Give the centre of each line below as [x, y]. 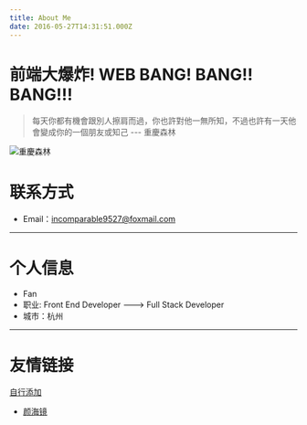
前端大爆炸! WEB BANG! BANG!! [131, 74]
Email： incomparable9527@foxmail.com [99, 219]
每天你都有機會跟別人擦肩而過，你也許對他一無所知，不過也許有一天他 [164, 121]
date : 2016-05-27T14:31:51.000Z [71, 27]
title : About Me [40, 18]
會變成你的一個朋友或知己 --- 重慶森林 [104, 133]
